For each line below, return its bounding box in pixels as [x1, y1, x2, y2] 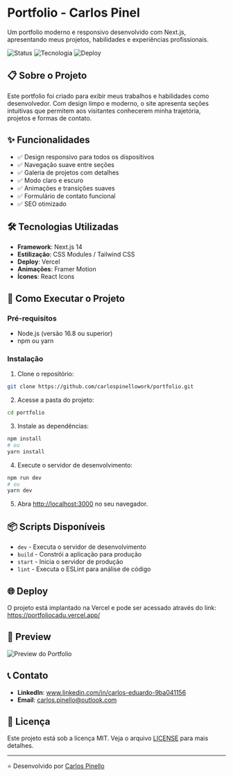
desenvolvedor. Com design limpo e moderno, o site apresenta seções [7, 99, 209, 107]
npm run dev [7, 474, 42, 481]
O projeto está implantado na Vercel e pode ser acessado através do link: [7, 603, 217, 611]
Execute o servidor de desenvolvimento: [17, 460, 133, 469]
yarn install [7, 448, 45, 455]
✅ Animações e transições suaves [17, 184, 116, 192]
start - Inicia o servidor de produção [17, 558, 123, 566]
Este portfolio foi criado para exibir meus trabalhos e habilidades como [7, 92, 209, 100]
